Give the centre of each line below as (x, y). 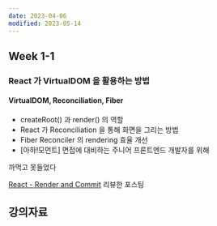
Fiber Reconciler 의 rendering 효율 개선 (84, 140)
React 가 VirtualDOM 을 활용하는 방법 (79, 80)
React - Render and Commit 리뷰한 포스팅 (76, 185)
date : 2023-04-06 (38, 16)
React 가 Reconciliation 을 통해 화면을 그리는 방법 (99, 130)
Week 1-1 (32, 56)
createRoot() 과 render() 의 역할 (72, 120)
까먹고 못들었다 (32, 168)
